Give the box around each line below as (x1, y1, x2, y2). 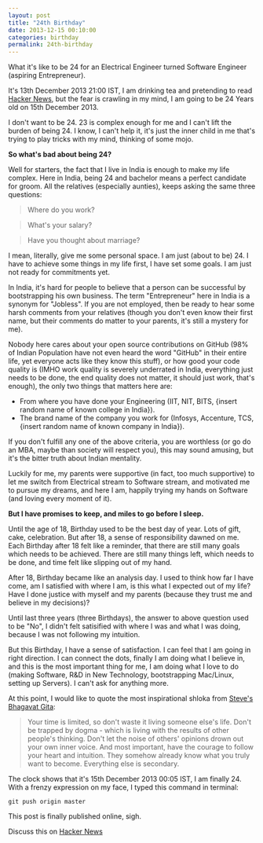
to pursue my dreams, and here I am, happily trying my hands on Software (8, 486, 249, 495)
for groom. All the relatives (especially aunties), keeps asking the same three (8, 181, 256, 191)
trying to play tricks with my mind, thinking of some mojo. (8, 134, 194, 144)
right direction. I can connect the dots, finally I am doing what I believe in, (8, 654, 246, 663)
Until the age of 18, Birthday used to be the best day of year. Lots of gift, (8, 524, 241, 534)
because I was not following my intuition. (8, 630, 141, 640)
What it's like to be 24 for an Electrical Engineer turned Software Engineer (8, 62, 247, 71)
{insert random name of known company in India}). (19, 422, 184, 431)
